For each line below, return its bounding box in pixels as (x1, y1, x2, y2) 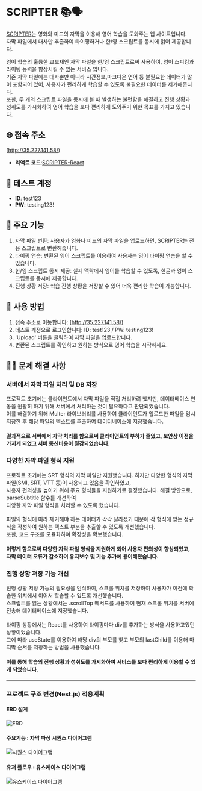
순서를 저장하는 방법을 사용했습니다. (17, 643, 101, 651)
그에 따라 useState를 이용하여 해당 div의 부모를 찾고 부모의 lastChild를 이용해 (6, 636, 188, 643)
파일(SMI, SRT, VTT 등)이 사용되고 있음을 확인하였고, (6, 479, 131, 486)
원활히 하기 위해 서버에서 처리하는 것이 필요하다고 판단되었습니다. (17, 402, 170, 410)
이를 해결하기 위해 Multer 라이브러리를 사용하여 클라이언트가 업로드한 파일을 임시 (6, 410, 195, 417)
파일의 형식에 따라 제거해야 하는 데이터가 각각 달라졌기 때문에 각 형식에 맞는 (6, 515, 183, 522)
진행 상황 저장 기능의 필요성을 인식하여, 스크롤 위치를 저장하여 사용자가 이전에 (6, 584, 188, 592)
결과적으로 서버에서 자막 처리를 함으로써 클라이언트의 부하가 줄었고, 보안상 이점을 (6, 433, 194, 440)
